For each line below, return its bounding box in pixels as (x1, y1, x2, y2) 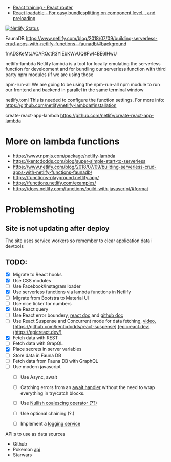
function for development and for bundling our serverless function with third (5, 66, 166, 72)
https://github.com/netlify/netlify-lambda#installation (5, 102, 117, 108)
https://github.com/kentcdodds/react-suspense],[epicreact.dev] (14, 324, 150, 330)
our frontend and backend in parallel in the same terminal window (5, 87, 144, 93)
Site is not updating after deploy (5, 224, 110, 233)
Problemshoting (5, 204, 75, 215)
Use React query (12, 306, 49, 312)
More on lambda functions (5, 136, 120, 147)
